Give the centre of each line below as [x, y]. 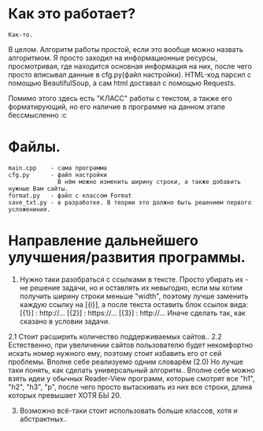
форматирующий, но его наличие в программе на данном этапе [117, 107]
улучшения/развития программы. [127, 258]
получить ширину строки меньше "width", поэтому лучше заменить [134, 296]
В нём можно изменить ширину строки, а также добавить [150, 182]
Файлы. [34, 147]
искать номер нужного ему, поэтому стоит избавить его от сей [115, 353]
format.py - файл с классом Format [70, 195]
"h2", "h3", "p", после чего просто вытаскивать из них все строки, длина [130, 387]
